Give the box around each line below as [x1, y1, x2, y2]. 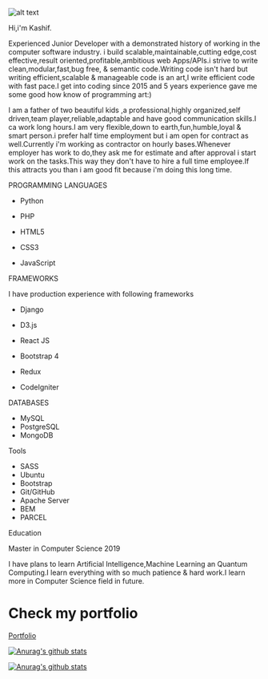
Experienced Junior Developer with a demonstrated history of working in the [8, 38, 261, 48]
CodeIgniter [19, 382, 60, 392]
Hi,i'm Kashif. [8, 23, 52, 32]
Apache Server [19, 495, 70, 505]
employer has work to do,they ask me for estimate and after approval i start [8, 148, 257, 157]
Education [8, 528, 42, 537]
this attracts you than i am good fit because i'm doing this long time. [8, 165, 233, 174]
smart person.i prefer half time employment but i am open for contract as [8, 131, 250, 140]
